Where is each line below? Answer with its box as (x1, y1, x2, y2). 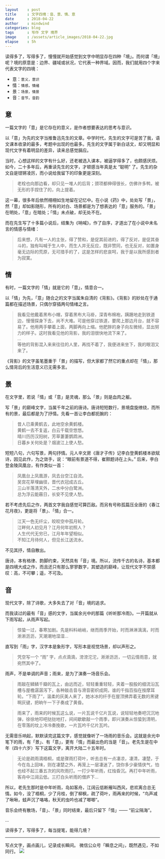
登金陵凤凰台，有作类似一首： (5, 462, 65, 468)
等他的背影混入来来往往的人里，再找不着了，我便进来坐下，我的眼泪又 (17, 342, 160, 348)
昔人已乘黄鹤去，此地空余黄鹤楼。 (17, 421, 86, 427)
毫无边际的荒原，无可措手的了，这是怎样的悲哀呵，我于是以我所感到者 (17, 249, 160, 255)
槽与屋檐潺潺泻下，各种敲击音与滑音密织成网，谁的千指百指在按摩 (17, 687, 151, 693)
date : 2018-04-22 (5, 16, 54, 21)
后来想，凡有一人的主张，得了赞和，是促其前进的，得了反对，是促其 (17, 236, 155, 242)
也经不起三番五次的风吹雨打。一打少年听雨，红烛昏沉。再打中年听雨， (17, 768, 160, 773)
